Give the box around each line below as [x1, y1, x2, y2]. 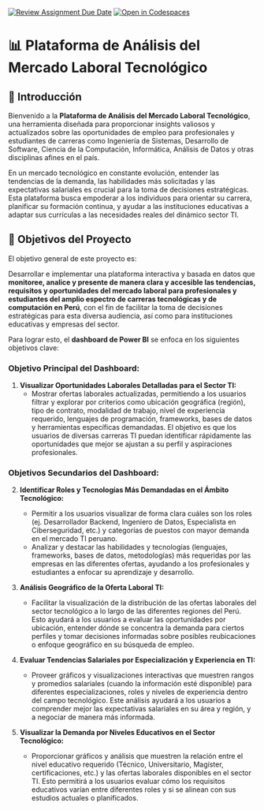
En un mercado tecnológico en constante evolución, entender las [8, 168, 220, 177]
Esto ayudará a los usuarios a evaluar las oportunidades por [31, 615, 226, 625]
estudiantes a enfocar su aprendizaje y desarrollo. [31, 568, 195, 577]
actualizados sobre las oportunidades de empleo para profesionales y [8, 128, 235, 137]
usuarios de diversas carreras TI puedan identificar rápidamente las [31, 431, 252, 441]
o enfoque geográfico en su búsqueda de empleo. [31, 640, 195, 650]
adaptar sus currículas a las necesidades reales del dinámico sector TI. [8, 210, 239, 219]
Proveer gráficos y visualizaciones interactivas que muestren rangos [31, 670, 255, 680]
